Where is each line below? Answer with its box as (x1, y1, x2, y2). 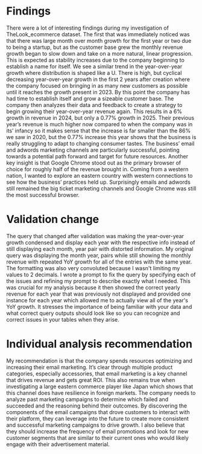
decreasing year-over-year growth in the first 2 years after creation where (6, 76, 190, 83)
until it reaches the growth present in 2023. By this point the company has (6, 88, 190, 96)
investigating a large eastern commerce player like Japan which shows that (6, 383, 194, 390)
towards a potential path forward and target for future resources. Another (6, 152, 189, 160)
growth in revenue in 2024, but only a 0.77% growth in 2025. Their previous (6, 114, 195, 122)
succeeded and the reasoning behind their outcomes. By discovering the (6, 402, 188, 409)
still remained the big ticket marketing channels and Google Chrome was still (6, 184, 197, 192)
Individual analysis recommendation (6, 337, 193, 351)
